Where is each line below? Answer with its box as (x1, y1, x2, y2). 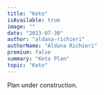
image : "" (7, 23, 36, 30)
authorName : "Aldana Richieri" (7, 42, 98, 49)
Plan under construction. (7, 80, 78, 89)
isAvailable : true (7, 17, 60, 24)
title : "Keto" (7, 10, 49, 17)
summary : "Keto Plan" (7, 55, 70, 62)
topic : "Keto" (7, 62, 49, 69)
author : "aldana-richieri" (7, 36, 85, 43)
